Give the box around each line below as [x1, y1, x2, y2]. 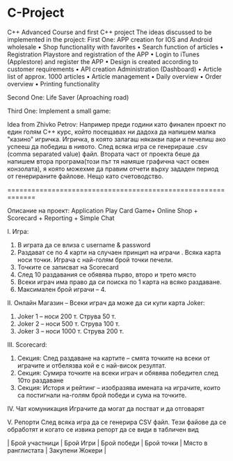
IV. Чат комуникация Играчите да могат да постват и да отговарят [7, 404, 205, 412]
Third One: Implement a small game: [7, 107, 111, 115]
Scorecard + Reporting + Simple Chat [7, 214, 115, 222]
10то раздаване [17, 376, 64, 384]
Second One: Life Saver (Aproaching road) [7, 93, 129, 102]
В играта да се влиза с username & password [17, 240, 151, 249]
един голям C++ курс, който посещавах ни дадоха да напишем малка [7, 127, 216, 136]
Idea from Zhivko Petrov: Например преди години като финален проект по [7, 120, 226, 128]
